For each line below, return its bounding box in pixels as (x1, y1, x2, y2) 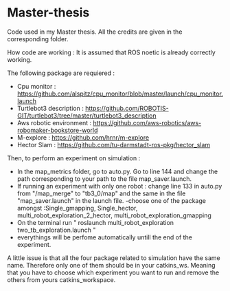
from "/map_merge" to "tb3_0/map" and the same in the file (16, 189, 186, 197)
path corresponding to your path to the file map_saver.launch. (16, 174, 192, 183)
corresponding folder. (7, 34, 69, 43)
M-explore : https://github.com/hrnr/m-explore (16, 133, 150, 142)
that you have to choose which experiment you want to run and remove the (7, 268, 220, 277)
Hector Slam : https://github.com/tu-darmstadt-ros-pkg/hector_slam (16, 140, 211, 149)
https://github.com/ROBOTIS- (84, 104, 170, 112)
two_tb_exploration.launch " (16, 226, 96, 234)
